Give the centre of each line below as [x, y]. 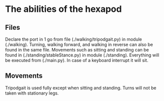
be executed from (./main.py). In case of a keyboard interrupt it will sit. [77, 60]
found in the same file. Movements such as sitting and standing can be [77, 50]
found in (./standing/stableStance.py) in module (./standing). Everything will [82, 55]
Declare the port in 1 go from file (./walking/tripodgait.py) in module [74, 39]
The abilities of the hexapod [63, 9]
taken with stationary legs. [32, 93]
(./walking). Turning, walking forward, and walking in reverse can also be [79, 45]
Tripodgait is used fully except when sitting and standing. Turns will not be [81, 88]
